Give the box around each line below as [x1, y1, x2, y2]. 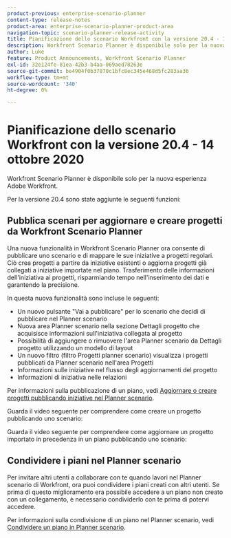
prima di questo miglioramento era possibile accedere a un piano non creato [7, 488, 223, 496]
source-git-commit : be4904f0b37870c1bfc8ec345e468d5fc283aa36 [7, 67, 189, 74]
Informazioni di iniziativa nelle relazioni [16, 373, 127, 381]
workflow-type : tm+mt [7, 74, 69, 81]
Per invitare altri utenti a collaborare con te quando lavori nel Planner [7, 473, 201, 482]
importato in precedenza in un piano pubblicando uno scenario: [7, 435, 187, 443]
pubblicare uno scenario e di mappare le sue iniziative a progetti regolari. [7, 251, 214, 259]
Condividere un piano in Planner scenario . [7, 523, 126, 531]
